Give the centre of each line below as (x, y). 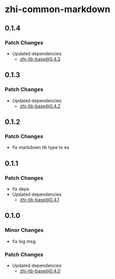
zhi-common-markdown (57, 9)
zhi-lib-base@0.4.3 (40, 59)
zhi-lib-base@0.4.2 (40, 106)
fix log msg (24, 241)
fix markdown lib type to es (41, 147)
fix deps (21, 189)
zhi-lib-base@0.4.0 (40, 271)
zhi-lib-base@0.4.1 (39, 200)
